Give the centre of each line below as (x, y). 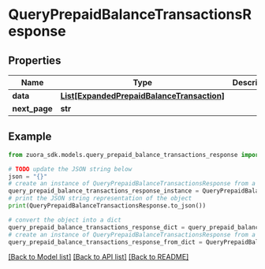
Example (30, 137)
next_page (32, 108)
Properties (35, 60)
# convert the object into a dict (65, 220)
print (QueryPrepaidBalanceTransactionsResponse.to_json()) (107, 206)
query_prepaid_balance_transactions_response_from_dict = (105, 242)
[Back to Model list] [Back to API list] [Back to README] (99, 257)
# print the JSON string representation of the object (100, 199)
